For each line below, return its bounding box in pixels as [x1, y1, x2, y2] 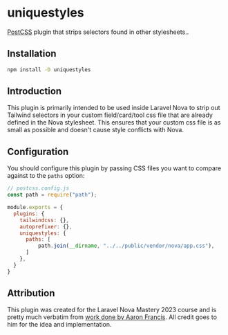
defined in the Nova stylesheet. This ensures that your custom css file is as [7, 118, 221, 127]
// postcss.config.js [7, 185, 70, 192]
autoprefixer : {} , [19, 223, 73, 230]
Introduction [7, 85, 62, 98]
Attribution [7, 287, 55, 299]
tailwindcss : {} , [19, 217, 70, 224]
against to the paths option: [7, 172, 85, 180]
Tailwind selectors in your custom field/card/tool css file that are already [7, 111, 213, 119]
